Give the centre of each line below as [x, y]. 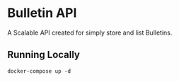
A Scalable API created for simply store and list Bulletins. [90, 33]
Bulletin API [42, 13]
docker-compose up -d [39, 71]
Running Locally [44, 55]
